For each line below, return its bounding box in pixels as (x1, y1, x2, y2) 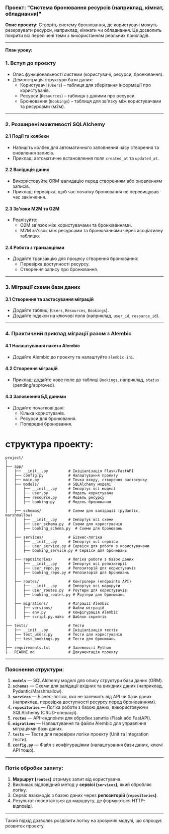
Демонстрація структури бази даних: (12, 76, 94, 82)
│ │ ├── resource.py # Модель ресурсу (5, 495, 105, 500)
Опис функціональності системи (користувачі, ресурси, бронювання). (12, 71, 164, 77)
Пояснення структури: (5, 666, 64, 673)
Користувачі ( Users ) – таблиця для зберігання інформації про (20, 82, 151, 88)
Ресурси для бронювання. (20, 415, 77, 422)
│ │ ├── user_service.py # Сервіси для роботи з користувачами (5, 543, 150, 549)
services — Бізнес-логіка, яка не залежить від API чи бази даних (12, 694, 152, 700)
